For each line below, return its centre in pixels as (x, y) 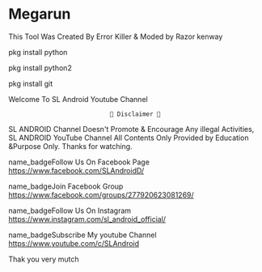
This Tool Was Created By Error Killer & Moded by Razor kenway (116, 36)
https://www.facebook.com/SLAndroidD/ (76, 170)
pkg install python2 (40, 68)
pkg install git (31, 83)
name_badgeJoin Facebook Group (66, 186)
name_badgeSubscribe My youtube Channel (82, 235)
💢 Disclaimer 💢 (135, 114)
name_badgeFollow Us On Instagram (70, 210)
